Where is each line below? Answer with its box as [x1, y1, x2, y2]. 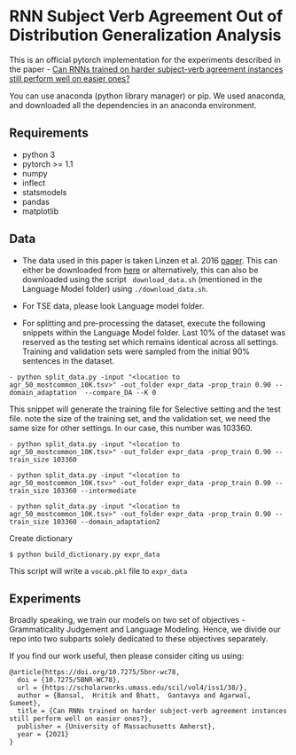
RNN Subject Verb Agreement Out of [9, 6, 284, 27]
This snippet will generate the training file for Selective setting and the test [9, 404, 281, 414]
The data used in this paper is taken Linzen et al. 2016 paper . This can [21, 255, 278, 265]
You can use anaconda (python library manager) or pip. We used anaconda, [9, 90, 286, 101]
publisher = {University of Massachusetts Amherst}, [17, 722, 216, 731]
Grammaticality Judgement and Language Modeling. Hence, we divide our [9, 624, 281, 635]
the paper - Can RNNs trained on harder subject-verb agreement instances [9, 64, 284, 75]
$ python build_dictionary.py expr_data [9, 550, 161, 559]
